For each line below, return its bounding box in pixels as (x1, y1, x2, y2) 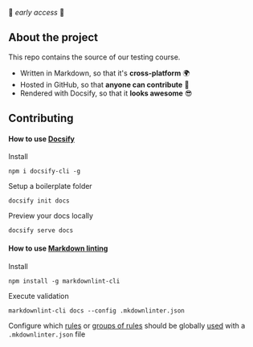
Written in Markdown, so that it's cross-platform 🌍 (19, 68, 190, 78)
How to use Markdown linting (8, 243, 108, 253)
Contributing (8, 112, 74, 125)
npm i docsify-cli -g (8, 167, 81, 176)
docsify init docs (8, 197, 70, 205)
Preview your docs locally (8, 211, 94, 221)
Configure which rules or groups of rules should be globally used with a (8, 320, 246, 330)
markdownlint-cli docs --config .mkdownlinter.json (8, 306, 185, 315)
